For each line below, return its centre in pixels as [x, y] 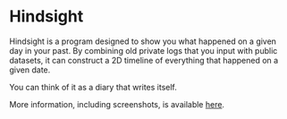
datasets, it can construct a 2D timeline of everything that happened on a [144, 60]
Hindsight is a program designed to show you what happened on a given [143, 41]
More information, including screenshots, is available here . [117, 104]
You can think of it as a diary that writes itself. [93, 87]
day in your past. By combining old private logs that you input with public [143, 50]
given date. [30, 70]
